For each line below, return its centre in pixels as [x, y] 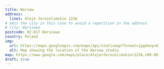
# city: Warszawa [23, 28]
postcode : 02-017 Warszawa [32, 32]
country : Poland [21, 37]
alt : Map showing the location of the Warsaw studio [64, 50]
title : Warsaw [20, 9]
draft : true [17, 59]
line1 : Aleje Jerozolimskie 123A [43, 18]
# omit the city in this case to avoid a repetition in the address [76, 23]
